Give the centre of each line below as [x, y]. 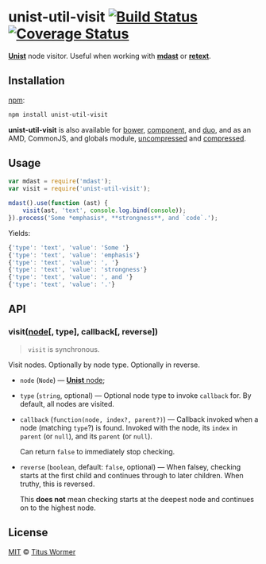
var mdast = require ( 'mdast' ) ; [60, 182]
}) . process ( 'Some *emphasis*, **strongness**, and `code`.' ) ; [113, 218]
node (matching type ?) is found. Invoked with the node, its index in [129, 427]
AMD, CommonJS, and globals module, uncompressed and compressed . [127, 138]
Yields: [19, 233]
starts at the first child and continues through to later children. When [131, 475]
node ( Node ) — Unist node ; [62, 380]
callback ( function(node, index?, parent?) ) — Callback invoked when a [139, 419]
